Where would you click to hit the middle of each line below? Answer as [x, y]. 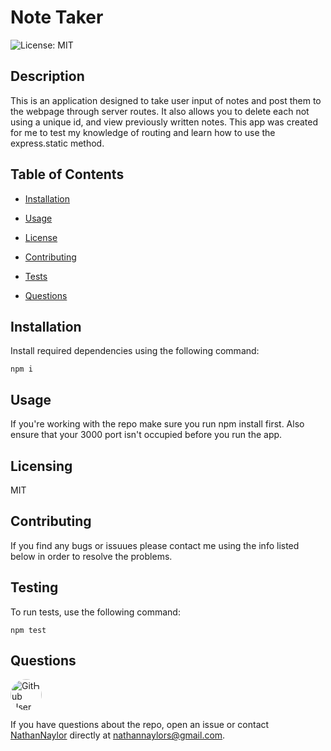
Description [47, 76]
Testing [34, 587]
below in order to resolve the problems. [91, 556]
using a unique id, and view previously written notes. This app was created [164, 122]
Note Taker [57, 17]
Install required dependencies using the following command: [135, 351]
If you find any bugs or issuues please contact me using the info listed [155, 545]
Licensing [41, 466]
